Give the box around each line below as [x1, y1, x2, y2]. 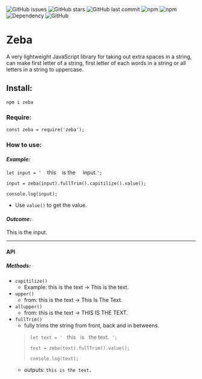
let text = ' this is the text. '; [29, 333, 118, 340]
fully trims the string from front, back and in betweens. [23, 322, 159, 329]
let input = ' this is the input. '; [6, 169, 103, 176]
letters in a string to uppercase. [6, 66, 84, 73]
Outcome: [6, 215, 32, 223]
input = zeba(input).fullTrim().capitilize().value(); [6, 180, 147, 186]
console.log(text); [29, 356, 79, 362]
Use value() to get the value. [14, 202, 87, 209]
